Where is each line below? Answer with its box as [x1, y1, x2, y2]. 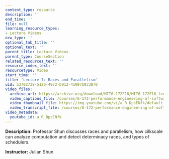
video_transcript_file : [10, 105, 59, 110]
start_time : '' [5, 73, 37, 78]
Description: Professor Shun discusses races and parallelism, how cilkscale [5, 128, 163, 134]
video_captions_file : [10, 96, 55, 101]
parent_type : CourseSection [5, 54, 64, 59]
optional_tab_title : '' [5, 40, 55, 45]
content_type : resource [5, 7, 55, 13]
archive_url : [10, 91, 37, 96]
